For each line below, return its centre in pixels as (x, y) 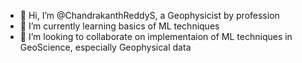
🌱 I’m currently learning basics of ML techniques (119, 26)
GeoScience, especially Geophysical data (105, 47)
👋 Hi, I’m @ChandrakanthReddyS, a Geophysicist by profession (149, 15)
